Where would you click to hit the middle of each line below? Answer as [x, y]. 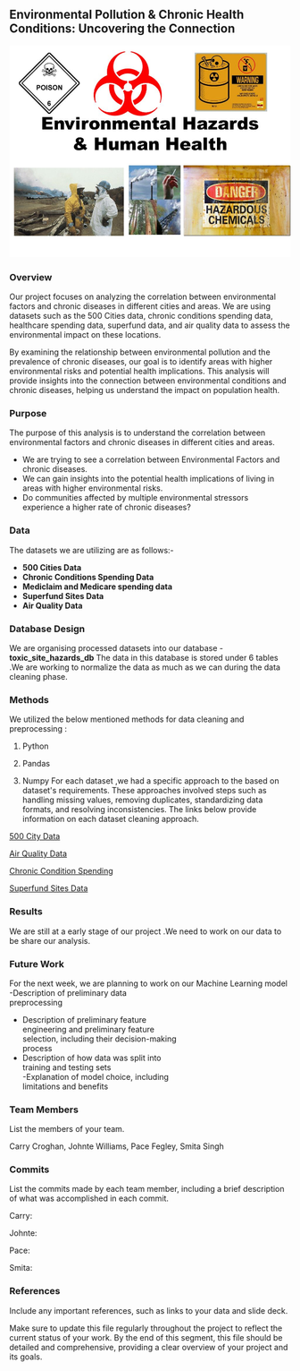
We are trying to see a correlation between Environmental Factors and [151, 459]
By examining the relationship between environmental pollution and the [140, 352]
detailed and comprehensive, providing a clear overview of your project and [149, 1347]
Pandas [36, 764]
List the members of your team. [67, 1129]
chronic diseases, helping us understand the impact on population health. [145, 390]
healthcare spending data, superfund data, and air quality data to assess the [150, 325]
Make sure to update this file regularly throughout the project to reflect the [146, 1328]
